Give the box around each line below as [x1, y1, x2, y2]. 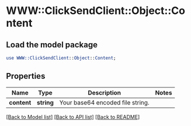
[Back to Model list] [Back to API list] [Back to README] [6, 113, 140, 120]
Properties [6, 71, 46, 81]
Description [87, 89, 121, 97]
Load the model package [6, 40, 98, 50]
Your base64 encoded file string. [59, 98, 150, 106]
